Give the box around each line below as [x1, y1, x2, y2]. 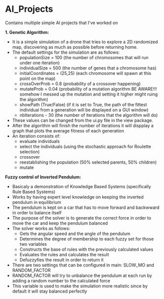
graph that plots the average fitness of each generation [12, 128, 124, 133]
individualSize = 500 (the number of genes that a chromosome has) [19, 65, 157, 71]
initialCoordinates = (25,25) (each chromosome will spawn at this [19, 70, 151, 76]
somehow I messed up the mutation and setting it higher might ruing [19, 91, 158, 97]
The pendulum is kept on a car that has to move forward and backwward [12, 204, 160, 210]
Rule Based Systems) [12, 189, 55, 195]
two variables [19, 241, 47, 247]
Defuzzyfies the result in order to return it [19, 257, 104, 263]
